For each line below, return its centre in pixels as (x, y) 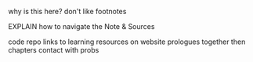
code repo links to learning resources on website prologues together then (127, 42)
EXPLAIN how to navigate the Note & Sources (81, 26)
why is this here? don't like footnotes (67, 11)
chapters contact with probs (54, 50)
